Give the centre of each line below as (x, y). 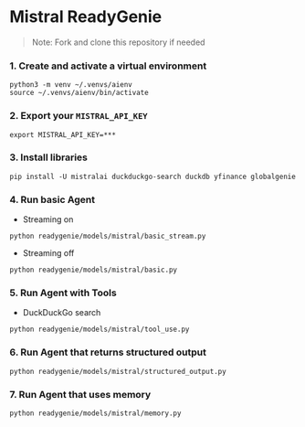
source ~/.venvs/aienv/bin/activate (79, 93)
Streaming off (48, 253)
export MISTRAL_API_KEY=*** (63, 134)
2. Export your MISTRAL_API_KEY (79, 116)
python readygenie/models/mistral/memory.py (95, 413)
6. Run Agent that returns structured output (108, 352)
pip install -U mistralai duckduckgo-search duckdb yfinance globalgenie (153, 176)
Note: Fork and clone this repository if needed (118, 42)
